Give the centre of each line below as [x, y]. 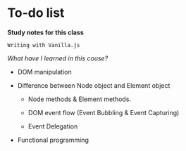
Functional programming [53, 140]
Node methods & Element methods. [80, 99]
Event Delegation [53, 126]
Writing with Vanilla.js [44, 45]
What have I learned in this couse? [58, 58]
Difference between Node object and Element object [94, 85]
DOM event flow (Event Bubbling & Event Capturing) [104, 112]
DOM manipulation [44, 72]
